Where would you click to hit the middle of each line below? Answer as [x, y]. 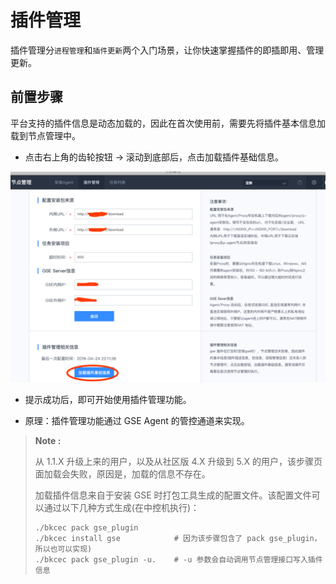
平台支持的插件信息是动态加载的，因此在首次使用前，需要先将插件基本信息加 [168, 123]
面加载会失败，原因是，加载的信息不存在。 [122, 474]
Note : [48, 441]
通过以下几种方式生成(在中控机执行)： [121, 508]
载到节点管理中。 [45, 135]
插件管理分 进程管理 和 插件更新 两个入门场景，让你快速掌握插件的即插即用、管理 [167, 50]
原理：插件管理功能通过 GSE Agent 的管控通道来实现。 [137, 421]
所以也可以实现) [63, 549]
